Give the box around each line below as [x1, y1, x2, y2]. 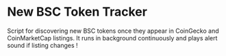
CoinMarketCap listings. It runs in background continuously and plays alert [7, 33, 218, 42]
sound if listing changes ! [7, 41, 78, 49]
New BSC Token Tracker [7, 4, 147, 20]
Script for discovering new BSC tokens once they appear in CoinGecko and [7, 27, 219, 35]
